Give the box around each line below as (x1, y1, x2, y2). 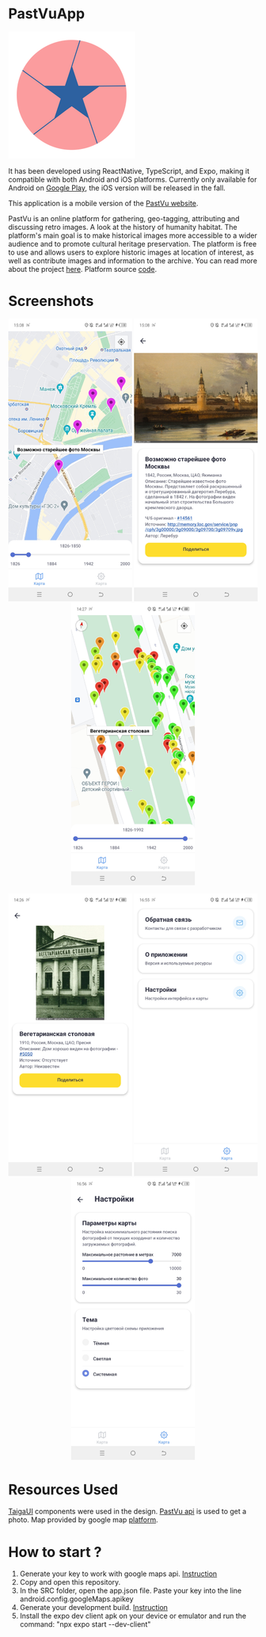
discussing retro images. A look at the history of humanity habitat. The (8, 222, 237, 231)
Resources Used (8, 1480, 119, 1498)
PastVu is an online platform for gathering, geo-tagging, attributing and (8, 213, 240, 223)
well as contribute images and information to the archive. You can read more (8, 255, 257, 266)
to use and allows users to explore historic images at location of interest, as (8, 247, 255, 257)
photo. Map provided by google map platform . (8, 1515, 158, 1524)
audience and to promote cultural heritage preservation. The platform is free (8, 239, 257, 248)
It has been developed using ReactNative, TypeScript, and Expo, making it (8, 166, 250, 175)
